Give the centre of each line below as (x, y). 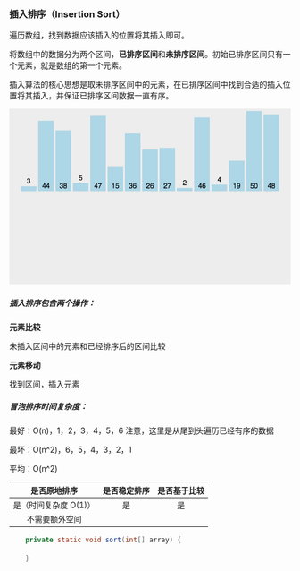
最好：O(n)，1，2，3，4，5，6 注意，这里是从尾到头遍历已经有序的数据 (142, 430)
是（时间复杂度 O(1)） (54, 505)
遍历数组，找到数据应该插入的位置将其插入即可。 (99, 35)
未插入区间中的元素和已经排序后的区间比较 (87, 346)
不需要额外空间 (54, 519)
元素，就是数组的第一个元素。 (71, 65)
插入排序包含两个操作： (52, 303)
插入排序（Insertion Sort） (67, 13)
